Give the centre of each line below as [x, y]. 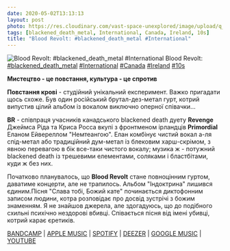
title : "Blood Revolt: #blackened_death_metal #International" [99, 39]
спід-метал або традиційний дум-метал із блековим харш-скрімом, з [109, 142]
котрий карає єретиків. [41, 220]
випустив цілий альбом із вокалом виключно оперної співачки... [102, 107]
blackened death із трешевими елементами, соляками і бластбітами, [108, 156]
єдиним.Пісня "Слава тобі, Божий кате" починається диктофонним [105, 191]
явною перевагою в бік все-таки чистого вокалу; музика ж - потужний [111, 149]
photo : [16, 26]
